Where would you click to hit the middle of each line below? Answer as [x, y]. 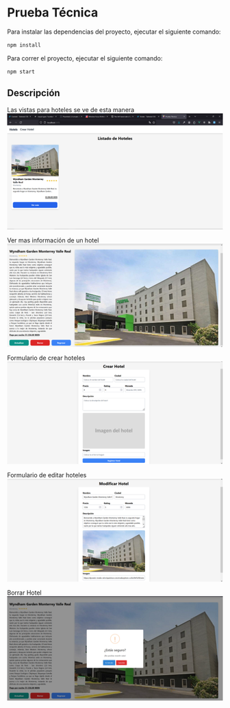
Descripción [34, 93]
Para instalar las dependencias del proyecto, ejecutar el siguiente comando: [114, 32]
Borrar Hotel [25, 593]
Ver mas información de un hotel [53, 240]
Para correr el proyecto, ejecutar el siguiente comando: [85, 58]
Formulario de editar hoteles [47, 475]
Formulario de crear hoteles [46, 358]
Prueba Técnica [53, 13]
